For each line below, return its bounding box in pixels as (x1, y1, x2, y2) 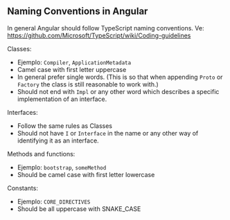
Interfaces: (7, 108, 38, 116)
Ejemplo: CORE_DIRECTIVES (17, 197, 91, 205)
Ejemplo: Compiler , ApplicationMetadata (17, 58, 132, 66)
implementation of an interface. (17, 95, 107, 103)
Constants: (7, 183, 38, 192)
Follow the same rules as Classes (17, 121, 113, 130)
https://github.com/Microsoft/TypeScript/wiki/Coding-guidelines (7, 31, 191, 39)
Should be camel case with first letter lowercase (17, 170, 155, 178)
